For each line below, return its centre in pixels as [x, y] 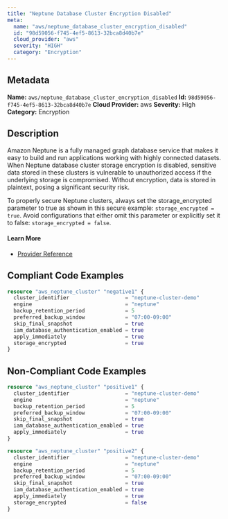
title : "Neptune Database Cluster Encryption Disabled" [89, 14]
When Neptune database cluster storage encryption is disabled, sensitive [112, 165]
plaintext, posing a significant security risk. [69, 187]
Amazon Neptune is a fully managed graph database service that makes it [113, 150]
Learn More [24, 238]
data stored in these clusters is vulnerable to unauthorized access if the [109, 172]
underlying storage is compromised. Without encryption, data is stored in [112, 179]
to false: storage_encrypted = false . [59, 222]
